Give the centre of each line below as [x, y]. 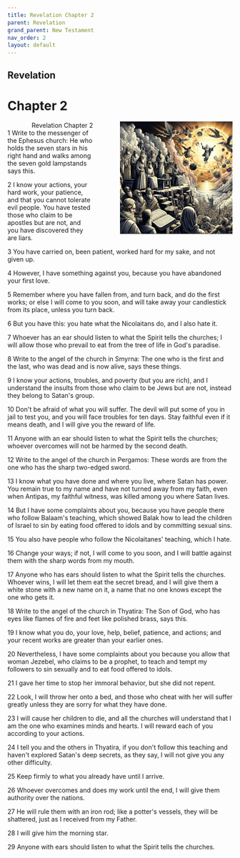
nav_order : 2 [27, 38]
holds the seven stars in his [47, 148]
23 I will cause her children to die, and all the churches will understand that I [120, 719]
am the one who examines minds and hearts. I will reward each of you [110, 726]
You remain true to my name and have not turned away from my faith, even [117, 489]
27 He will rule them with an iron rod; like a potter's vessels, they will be [112, 812]
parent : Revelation [36, 23]
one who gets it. [31, 597]
